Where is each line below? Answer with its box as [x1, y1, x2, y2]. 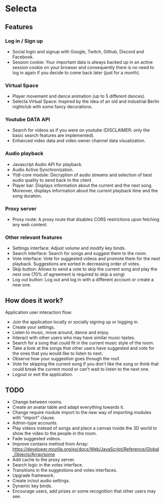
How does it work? [5, 296, 64, 304]
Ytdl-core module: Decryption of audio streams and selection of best [12, 171, 152, 178]
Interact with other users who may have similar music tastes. [12, 335, 135, 341]
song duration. [12, 193, 42, 199]
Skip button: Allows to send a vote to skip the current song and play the [12, 266, 158, 272]
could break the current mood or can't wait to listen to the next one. [12, 366, 150, 372]
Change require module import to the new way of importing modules [12, 409, 152, 415]
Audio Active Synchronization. [12, 167, 74, 172]
